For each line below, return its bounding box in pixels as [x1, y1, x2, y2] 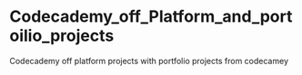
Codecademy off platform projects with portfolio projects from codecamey [9, 55, 289, 66]
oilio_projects [9, 25, 115, 46]
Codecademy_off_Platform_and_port [9, 6, 293, 27]
